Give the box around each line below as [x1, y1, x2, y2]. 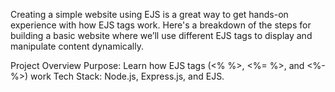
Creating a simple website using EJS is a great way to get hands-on [10, 9, 289, 20]
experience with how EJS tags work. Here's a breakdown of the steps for [10, 19, 312, 31]
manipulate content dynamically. [10, 40, 144, 52]
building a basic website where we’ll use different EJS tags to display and [10, 30, 313, 41]
